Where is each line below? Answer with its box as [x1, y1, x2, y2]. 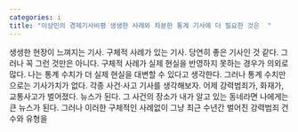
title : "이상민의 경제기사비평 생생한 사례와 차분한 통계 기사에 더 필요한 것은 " [9, 21, 272, 30]
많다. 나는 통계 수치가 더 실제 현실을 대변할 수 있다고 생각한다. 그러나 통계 [9, 68, 262, 80]
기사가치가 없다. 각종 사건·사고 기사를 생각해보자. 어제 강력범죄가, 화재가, [32, 80, 285, 90]
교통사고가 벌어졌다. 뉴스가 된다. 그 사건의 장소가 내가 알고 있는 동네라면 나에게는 [9, 90, 289, 102]
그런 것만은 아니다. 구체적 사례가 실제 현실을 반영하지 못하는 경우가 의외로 [35, 58, 289, 68]
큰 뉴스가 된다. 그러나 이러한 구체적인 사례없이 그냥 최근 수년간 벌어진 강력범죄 [9, 102, 280, 113]
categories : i [9, 12, 62, 22]
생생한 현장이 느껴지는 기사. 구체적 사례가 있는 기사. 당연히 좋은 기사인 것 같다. [9, 46, 279, 58]
